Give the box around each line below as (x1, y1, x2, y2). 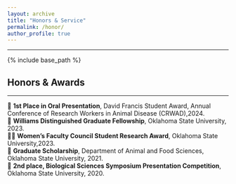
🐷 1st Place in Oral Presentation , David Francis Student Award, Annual (7, 102, 211, 110)
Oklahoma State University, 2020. (7, 169, 105, 178)
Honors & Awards (7, 76, 86, 88)
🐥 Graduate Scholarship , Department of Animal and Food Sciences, (7, 147, 204, 155)
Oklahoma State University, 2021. (7, 154, 104, 163)
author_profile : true (7, 30, 71, 37)
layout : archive (7, 10, 55, 18)
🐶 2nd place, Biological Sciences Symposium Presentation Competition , (7, 161, 221, 170)
